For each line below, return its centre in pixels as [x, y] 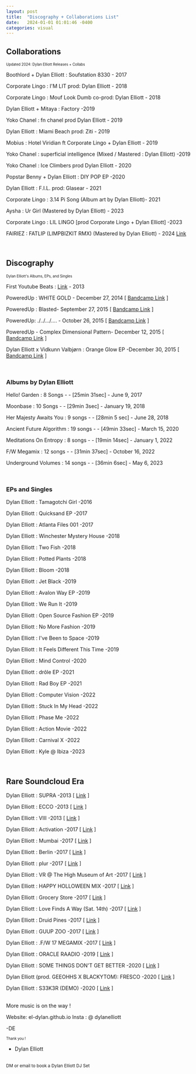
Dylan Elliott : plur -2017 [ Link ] [44, 863]
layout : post [22, 11]
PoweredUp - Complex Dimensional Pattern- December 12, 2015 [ [85, 332]
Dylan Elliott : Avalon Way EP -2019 [48, 593]
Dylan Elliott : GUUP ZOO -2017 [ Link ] [53, 932]
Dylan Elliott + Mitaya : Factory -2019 [51, 109]
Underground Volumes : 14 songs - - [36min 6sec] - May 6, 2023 [85, 463]
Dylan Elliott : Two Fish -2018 [41, 547]
